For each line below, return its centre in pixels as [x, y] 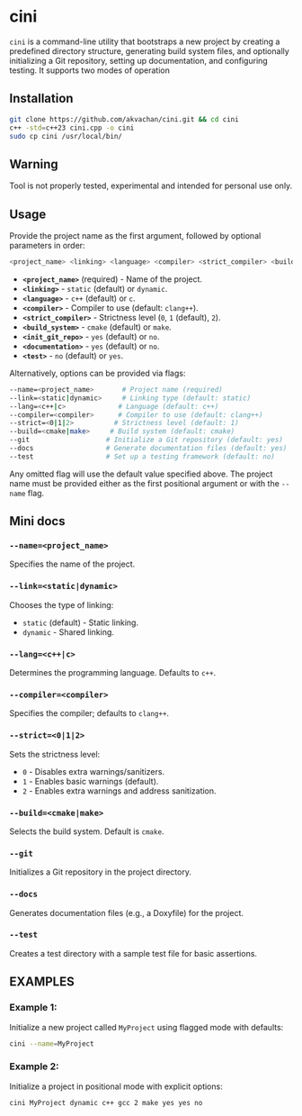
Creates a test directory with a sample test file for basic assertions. [133, 953]
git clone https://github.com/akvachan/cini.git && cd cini [124, 119]
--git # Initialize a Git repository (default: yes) [146, 440]
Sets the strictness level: [55, 754]
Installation [41, 99]
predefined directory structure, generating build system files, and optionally [149, 50]
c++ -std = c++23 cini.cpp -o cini [72, 128]
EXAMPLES [42, 982]
